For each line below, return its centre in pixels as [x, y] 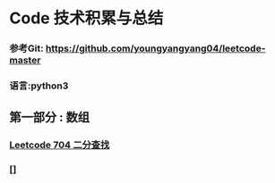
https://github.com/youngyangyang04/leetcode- [155, 48]
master [25, 61]
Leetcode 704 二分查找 [60, 146]
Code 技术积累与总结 [86, 18]
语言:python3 [39, 86]
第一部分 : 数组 [49, 117]
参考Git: [26, 48]
